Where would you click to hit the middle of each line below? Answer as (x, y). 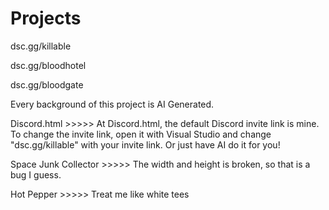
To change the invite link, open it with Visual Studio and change (141, 134)
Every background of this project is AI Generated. (112, 104)
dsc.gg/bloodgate (47, 84)
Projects (46, 18)
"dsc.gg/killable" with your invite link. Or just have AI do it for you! (145, 144)
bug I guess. (36, 174)
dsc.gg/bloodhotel (48, 65)
